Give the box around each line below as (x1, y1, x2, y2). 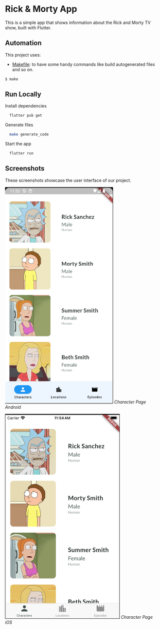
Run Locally (5, 90, 41, 99)
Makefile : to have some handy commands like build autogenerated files (12, 61, 155, 67)
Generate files (5, 122, 34, 128)
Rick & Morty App (5, 3, 77, 15)
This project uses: (5, 52, 41, 58)
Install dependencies (5, 103, 47, 109)
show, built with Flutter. (5, 24, 52, 30)
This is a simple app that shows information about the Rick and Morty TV (5, 20, 151, 25)
